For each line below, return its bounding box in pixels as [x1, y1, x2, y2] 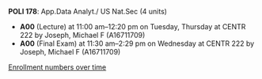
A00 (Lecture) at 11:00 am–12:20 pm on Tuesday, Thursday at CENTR [19, 22, 246, 31]
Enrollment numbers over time [8, 62, 107, 72]
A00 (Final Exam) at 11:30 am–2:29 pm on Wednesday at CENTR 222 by [19, 39, 255, 48]
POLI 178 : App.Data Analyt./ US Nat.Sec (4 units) [8, 7, 168, 16]
